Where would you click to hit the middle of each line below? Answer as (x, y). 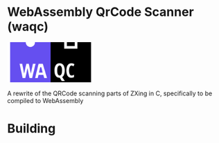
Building (32, 129)
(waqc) (28, 27)
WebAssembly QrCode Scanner (100, 12)
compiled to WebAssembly (45, 101)
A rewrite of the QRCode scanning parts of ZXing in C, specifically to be (110, 93)
